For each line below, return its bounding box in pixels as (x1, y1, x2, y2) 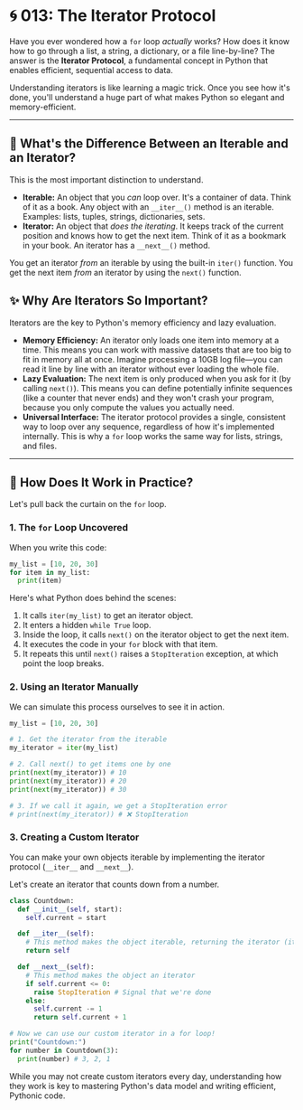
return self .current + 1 (32, 1013, 127, 1022)
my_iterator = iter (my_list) (9, 743, 119, 753)
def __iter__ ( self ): (17, 929, 95, 938)
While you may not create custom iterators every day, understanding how (9, 1070, 282, 1081)
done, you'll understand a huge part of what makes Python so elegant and (9, 91, 285, 102)
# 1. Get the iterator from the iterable (9, 735, 168, 744)
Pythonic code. (9, 1090, 66, 1101)
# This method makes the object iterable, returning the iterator (25, 937, 280, 947)
